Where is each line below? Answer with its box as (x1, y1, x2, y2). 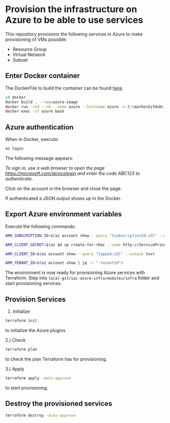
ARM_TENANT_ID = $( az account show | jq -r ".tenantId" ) (5, 260, 123, 266)
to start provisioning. (5, 385, 49, 391)
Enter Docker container (5, 72, 80, 80)
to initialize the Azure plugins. (5, 327, 67, 333)
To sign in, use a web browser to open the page (5, 165, 105, 171)
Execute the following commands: (5, 223, 76, 229)
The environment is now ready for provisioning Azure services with (5, 269, 145, 276)
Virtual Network (12, 52, 46, 58)
